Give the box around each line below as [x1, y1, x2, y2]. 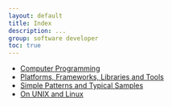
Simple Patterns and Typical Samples [19, 81, 144, 91]
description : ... [8, 26, 67, 35]
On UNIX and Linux [19, 89, 84, 99]
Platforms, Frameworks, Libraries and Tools [19, 72, 165, 82]
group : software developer [8, 34, 99, 43]
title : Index [8, 19, 52, 27]
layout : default [8, 11, 63, 20]
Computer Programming [19, 63, 100, 73]
